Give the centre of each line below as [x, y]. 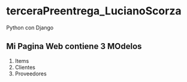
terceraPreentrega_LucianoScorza [94, 11]
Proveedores [31, 74]
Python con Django [30, 28]
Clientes [25, 67]
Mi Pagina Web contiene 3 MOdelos [74, 46]
